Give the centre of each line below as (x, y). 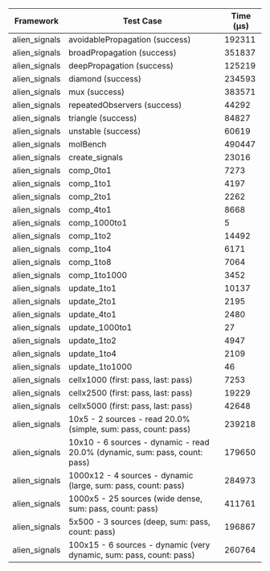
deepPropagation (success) (121, 66)
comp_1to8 (90, 262)
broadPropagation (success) (122, 53)
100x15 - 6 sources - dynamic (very (139, 545)
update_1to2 (92, 340)
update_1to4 (92, 354)
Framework (36, 21)
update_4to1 (92, 314)
